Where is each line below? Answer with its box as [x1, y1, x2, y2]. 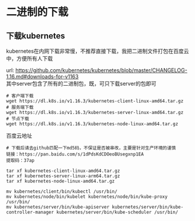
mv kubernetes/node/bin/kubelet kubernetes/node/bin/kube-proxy [6, 194, 168, 200]
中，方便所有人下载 [6, 55, 53, 62]
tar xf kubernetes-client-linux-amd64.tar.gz [6, 168, 120, 174]
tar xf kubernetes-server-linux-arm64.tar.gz [6, 173, 120, 179]
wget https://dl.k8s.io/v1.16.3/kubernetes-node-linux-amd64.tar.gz [6, 121, 178, 127]
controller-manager [6, 209, 54, 215]
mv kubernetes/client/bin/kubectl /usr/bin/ [6, 188, 118, 194]
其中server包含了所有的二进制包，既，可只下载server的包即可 [6, 80, 157, 87]
